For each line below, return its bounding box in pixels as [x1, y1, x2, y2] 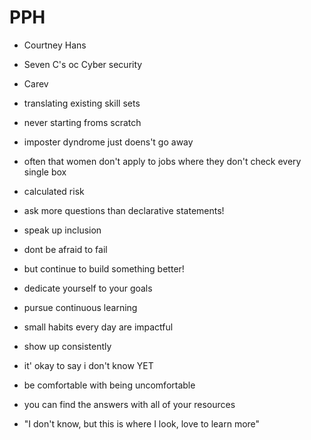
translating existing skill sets [23, 97, 141, 109]
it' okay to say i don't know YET [23, 359, 154, 371]
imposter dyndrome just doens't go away [23, 136, 194, 148]
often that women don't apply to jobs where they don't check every [23, 155, 302, 167]
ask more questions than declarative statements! [23, 204, 225, 216]
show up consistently [23, 340, 112, 352]
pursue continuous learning [23, 301, 138, 313]
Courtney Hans [23, 39, 87, 51]
